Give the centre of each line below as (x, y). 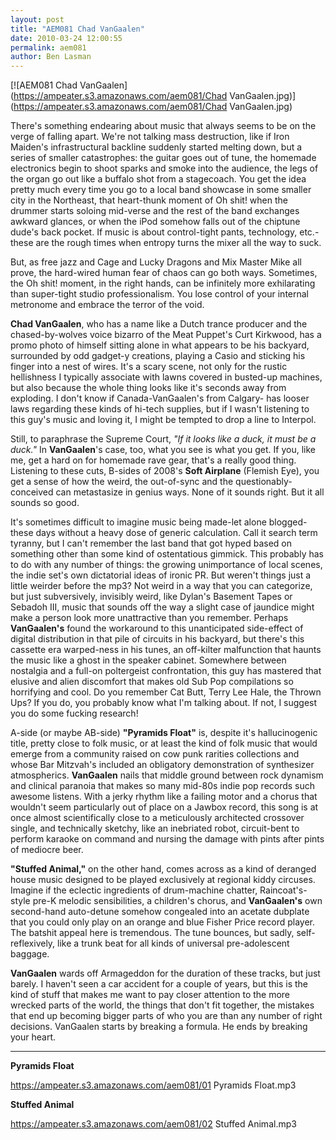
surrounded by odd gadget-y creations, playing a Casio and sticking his (158, 356)
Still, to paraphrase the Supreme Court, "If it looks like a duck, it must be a (163, 439)
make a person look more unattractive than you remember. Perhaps (149, 618)
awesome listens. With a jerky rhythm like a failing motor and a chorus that (164, 797)
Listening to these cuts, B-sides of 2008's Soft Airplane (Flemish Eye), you (165, 471)
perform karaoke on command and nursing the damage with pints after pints (167, 839)
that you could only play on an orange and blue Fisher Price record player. (162, 922)
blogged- (288, 522)
